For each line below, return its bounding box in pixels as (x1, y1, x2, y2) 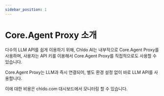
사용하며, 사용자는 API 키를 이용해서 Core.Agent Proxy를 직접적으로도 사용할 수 (5, 53, 157, 58)
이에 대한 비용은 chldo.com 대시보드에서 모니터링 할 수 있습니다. (5, 86, 128, 92)
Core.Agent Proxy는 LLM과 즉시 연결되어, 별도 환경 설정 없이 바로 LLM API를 (5, 69, 153, 75)
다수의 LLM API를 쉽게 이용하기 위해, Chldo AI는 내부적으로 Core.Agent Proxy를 (5, 47, 159, 53)
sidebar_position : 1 (5, 7, 47, 12)
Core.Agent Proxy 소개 (5, 30, 97, 40)
